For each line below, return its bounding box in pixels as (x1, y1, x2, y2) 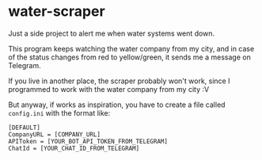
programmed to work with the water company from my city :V (8, 84, 210, 93)
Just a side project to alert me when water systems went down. (8, 29, 215, 38)
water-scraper (8, 2, 105, 21)
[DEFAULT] (8, 124, 41, 131)
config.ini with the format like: (8, 108, 111, 117)
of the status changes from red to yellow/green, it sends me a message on (8, 52, 251, 62)
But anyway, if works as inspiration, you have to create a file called (8, 100, 226, 109)
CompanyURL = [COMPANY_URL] (8, 130, 101, 139)
